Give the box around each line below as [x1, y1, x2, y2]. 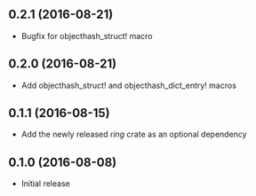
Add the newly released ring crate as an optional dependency [20, 129, 247, 140]
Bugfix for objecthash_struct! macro [20, 30, 153, 41]
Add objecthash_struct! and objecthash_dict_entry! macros [20, 80, 237, 90]
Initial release [20, 178, 70, 189]
